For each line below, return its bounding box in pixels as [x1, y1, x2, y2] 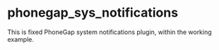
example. [7, 35, 34, 43]
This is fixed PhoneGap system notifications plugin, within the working [7, 28, 212, 36]
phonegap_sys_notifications [7, 5, 179, 21]
